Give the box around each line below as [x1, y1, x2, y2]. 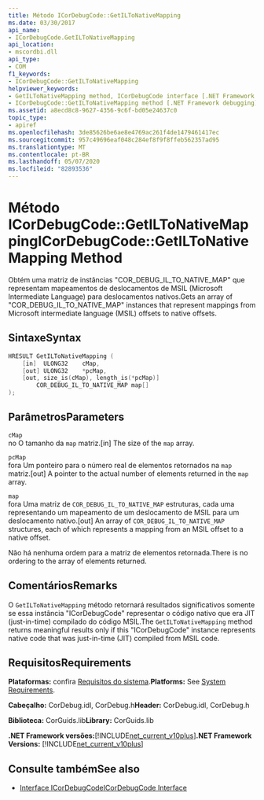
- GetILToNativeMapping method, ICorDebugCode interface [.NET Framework [8, 92, 255, 100]
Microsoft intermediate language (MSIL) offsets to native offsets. [8, 308, 218, 318]
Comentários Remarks [8, 579, 118, 592]
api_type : [8, 56, 41, 64]
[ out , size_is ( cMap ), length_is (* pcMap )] [22, 374, 159, 382]
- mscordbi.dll [8, 48, 58, 56]
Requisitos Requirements [8, 656, 132, 669]
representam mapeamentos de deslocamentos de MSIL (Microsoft [8, 283, 223, 293]
